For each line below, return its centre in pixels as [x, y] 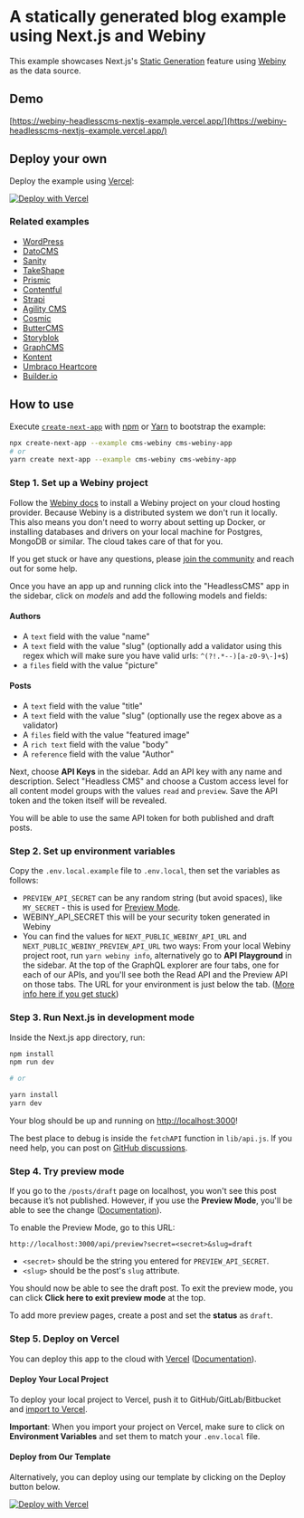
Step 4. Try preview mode [67, 1171]
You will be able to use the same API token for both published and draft [142, 818]
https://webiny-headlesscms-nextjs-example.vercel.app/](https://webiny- [150, 120]
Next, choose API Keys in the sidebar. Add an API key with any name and [146, 772]
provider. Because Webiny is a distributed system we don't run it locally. [143, 512]
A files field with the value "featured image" [106, 735]
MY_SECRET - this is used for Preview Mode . [101, 908]
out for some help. [44, 568]
